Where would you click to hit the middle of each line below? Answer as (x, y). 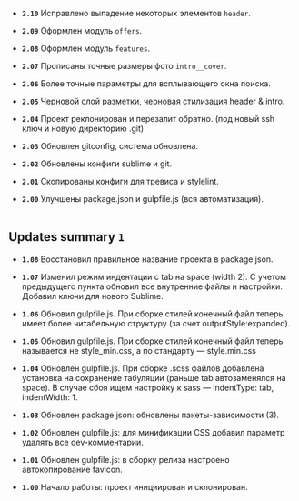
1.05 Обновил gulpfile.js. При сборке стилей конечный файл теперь (152, 341)
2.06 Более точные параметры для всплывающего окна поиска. (146, 84)
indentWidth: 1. (50, 397)
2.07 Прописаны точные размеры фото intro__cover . (124, 66)
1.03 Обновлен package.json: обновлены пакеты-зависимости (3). (150, 415)
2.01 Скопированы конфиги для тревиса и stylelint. (120, 181)
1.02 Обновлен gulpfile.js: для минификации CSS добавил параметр (153, 432)
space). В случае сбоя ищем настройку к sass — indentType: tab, (148, 387)
